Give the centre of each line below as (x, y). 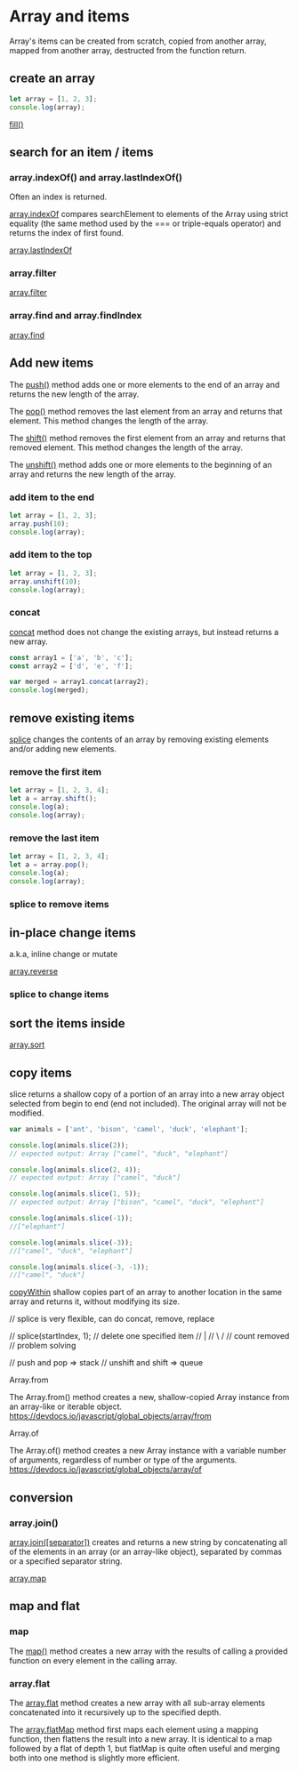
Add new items (52, 363)
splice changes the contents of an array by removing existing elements (139, 739)
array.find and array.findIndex (76, 316)
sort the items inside (68, 1023)
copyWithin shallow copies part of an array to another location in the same (146, 1293)
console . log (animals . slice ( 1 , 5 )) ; (75, 1194)
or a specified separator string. (66, 1561)
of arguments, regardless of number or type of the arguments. (123, 1460)
